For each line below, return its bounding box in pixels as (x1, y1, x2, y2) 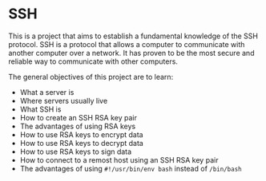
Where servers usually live (19, 96, 108, 105)
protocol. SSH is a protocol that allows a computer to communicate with (8, 39, 245, 49)
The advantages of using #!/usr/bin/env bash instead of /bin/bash (19, 163, 242, 173)
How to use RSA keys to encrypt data (19, 129, 143, 140)
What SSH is (19, 104, 62, 114)
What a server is (19, 87, 75, 96)
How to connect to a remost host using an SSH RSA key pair (19, 155, 219, 164)
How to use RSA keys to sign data (19, 147, 132, 156)
